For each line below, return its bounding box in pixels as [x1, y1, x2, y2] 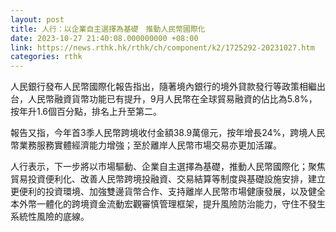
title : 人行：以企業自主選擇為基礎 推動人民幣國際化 [10, 24, 206, 34]
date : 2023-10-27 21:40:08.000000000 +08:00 [10, 33, 199, 43]
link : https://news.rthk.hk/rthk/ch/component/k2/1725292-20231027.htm [10, 42, 315, 53]
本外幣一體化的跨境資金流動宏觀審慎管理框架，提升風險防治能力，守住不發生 [10, 198, 326, 210]
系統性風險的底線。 [10, 211, 90, 223]
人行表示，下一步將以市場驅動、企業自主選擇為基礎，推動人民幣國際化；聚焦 [10, 161, 326, 173]
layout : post [10, 14, 65, 25]
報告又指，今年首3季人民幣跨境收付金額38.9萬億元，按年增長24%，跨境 [10, 127, 308, 139]
